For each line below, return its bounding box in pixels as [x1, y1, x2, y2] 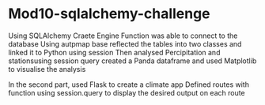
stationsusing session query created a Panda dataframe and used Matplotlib [8, 56, 257, 66]
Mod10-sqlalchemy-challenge [8, 5, 211, 23]
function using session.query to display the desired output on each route [8, 88, 245, 97]
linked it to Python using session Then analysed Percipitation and [8, 47, 221, 57]
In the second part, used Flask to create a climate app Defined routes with [8, 80, 249, 89]
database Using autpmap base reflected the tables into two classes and [8, 39, 242, 48]
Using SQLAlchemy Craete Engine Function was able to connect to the [8, 31, 238, 40]
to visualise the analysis [8, 64, 86, 73]
